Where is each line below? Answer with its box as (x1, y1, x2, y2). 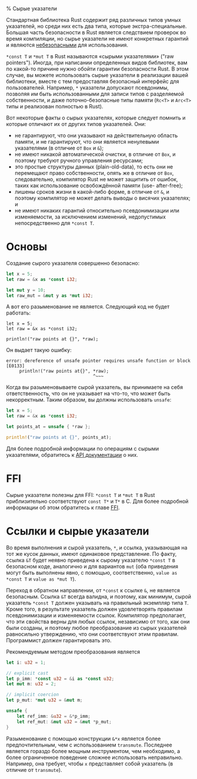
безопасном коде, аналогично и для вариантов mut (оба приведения (6, 562, 178, 570)
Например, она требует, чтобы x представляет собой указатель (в (6, 760, 173, 767)
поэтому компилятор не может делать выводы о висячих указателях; (14, 194, 191, 201)
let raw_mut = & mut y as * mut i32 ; (6, 293, 94, 299)
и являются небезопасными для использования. (6, 41, 128, 48)
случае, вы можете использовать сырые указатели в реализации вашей (6, 72, 189, 78)
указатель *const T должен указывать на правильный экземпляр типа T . (6, 599, 189, 606)
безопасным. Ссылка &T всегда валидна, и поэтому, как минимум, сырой (6, 593, 192, 600)
